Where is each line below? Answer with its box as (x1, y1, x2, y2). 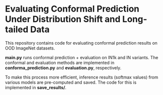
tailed (5, 24, 29, 35)
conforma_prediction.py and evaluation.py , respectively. (5, 64, 122, 71)
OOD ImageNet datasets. (5, 45, 55, 51)
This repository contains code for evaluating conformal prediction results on (5, 40, 158, 46)
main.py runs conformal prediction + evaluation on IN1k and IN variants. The (5, 54, 159, 60)
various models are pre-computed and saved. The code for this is (5, 79, 137, 85)
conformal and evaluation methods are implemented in (5, 60, 114, 65)
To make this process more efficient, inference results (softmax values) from (5, 74, 158, 80)
